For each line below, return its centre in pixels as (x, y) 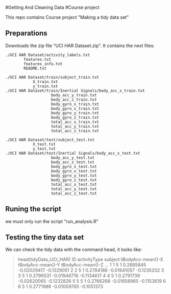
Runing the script (33, 209)
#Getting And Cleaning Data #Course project (52, 7)
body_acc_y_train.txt (74, 95)
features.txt (38, 59)
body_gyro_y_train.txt (75, 113)
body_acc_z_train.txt (74, 100)
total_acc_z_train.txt (75, 131)
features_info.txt (43, 64)
